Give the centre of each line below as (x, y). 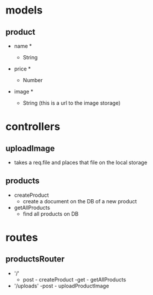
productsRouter (35, 259)
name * (23, 46)
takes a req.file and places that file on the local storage (81, 162)
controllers (33, 127)
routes (22, 237)
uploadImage (30, 148)
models (24, 10)
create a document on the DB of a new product (80, 201)
